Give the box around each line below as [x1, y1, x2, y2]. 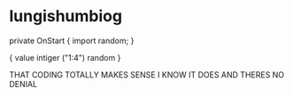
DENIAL [9, 78, 38, 89]
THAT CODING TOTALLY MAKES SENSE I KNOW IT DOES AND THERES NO [9, 69, 285, 80]
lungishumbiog [9, 6, 122, 26]
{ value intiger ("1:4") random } [9, 52, 121, 63]
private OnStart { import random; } [9, 35, 135, 46]
